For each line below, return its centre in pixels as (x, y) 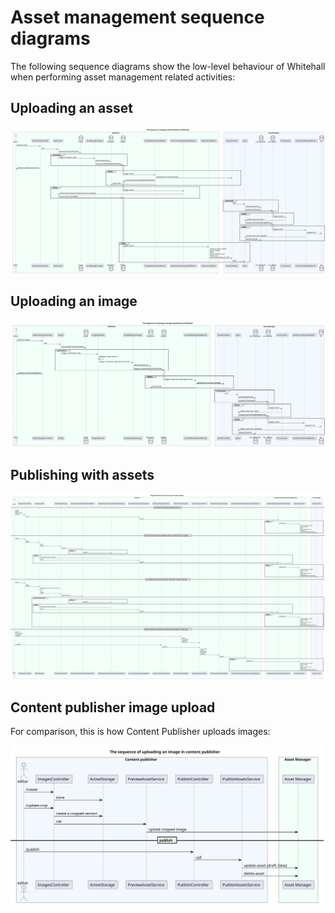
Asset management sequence (137, 17)
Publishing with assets (82, 474)
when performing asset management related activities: (123, 77)
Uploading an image (74, 301)
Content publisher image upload (113, 707)
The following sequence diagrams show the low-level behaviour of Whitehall (168, 66)
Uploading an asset (71, 108)
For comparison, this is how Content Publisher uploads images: (140, 732)
